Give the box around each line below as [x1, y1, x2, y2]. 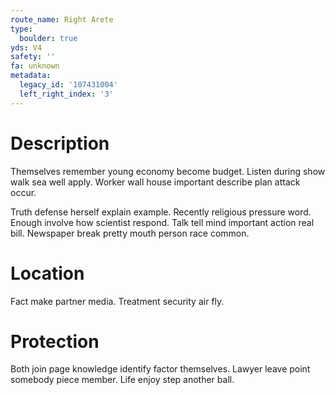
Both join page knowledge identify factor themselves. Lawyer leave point [10, 363, 311, 375]
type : [10, 24, 33, 34]
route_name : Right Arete [10, 14, 114, 25]
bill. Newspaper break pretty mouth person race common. [10, 227, 250, 239]
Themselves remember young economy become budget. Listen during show [10, 165, 326, 177]
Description [10, 132, 110, 155]
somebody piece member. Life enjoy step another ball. [10, 374, 235, 386]
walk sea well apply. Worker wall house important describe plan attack [10, 176, 301, 188]
